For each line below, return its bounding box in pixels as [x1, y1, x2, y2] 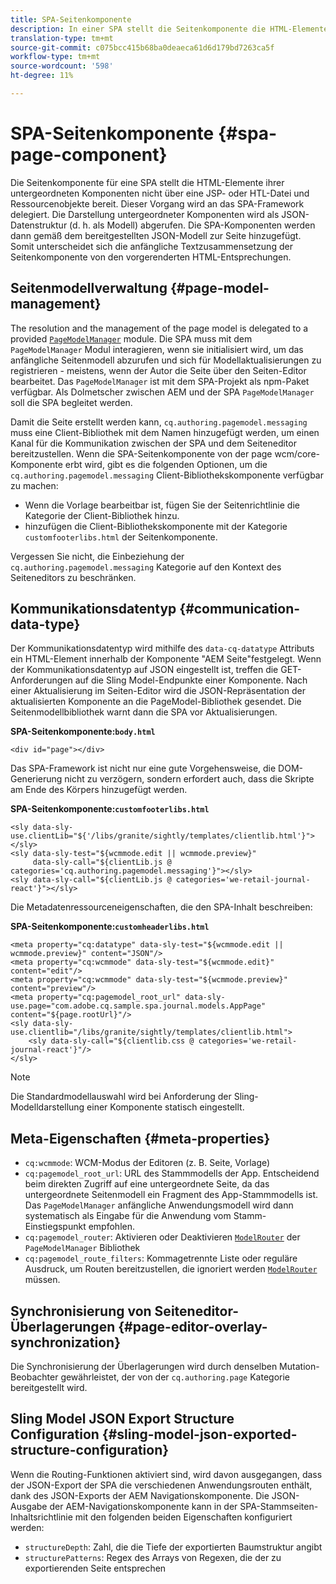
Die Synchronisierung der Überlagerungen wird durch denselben [10, 1361, 278, 1373]
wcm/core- [274, 447, 320, 460]
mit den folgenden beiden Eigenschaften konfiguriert [74, 1511, 293, 1523]
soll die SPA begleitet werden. [10, 396, 133, 408]
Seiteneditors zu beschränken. [10, 571, 137, 583]
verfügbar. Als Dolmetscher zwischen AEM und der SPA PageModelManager [10, 386, 315, 398]
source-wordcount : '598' [10, 61, 114, 71]
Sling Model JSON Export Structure [10, 1411, 235, 1428]
